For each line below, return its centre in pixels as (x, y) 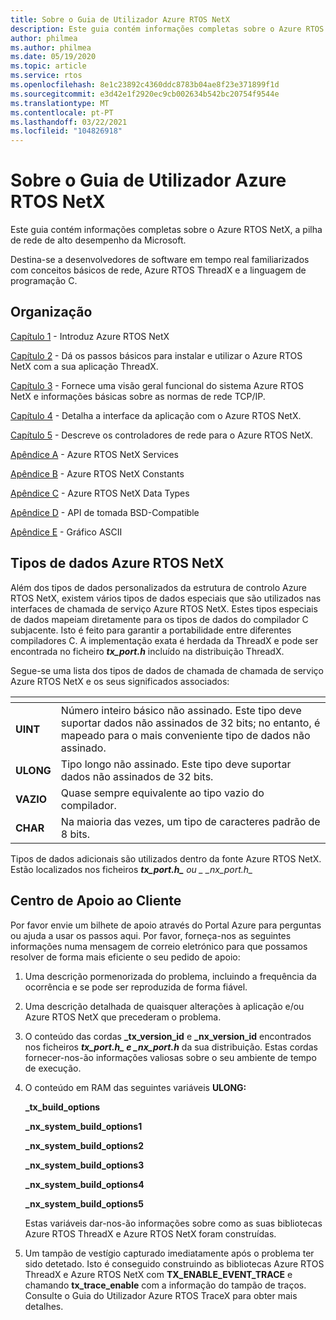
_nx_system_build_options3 (84, 1165)
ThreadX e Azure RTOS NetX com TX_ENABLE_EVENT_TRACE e (158, 1274)
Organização (51, 312)
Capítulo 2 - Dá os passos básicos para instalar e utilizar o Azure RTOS (156, 355)
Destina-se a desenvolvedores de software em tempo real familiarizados (160, 260)
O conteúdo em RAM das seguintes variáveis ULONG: (135, 1087)
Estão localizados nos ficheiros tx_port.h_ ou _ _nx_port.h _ (131, 869)
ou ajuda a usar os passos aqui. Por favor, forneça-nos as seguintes (151, 935)
